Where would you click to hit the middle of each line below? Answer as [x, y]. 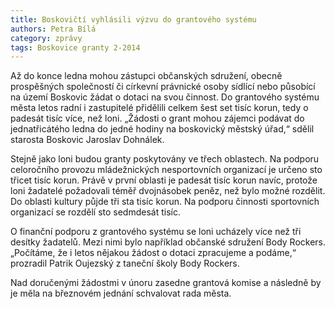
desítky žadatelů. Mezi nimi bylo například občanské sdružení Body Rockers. [168, 242]
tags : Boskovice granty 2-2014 [75, 47]
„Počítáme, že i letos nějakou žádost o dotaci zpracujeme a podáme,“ [153, 253]
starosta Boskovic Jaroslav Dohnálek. [87, 140]
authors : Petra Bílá [53, 29]
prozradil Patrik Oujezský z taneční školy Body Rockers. [125, 263]
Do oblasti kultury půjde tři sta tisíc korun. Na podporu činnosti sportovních [165, 202]
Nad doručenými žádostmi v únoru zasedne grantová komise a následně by [166, 283]
